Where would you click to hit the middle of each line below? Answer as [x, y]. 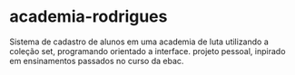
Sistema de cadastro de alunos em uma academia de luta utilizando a [139, 42]
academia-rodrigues [88, 17]
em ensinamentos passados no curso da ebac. [97, 61]
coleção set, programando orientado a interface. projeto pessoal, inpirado [147, 51]
